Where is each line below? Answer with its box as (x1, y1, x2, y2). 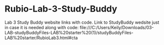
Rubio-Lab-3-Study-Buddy (4, 3, 117, 15)
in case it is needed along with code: (4, 24, 79, 30)
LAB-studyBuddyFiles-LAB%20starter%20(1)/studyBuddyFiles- (4, 30, 134, 35)
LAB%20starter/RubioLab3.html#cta (4, 35, 78, 41)
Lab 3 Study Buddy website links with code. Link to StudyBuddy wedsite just (4, 19, 160, 25)
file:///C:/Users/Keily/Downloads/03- (80, 24, 154, 30)
